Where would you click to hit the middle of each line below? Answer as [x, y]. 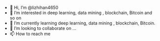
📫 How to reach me [30, 34]
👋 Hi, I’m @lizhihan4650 [34, 8]
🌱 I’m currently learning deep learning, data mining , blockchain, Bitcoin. [82, 23]
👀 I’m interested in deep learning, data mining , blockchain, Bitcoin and [81, 13]
